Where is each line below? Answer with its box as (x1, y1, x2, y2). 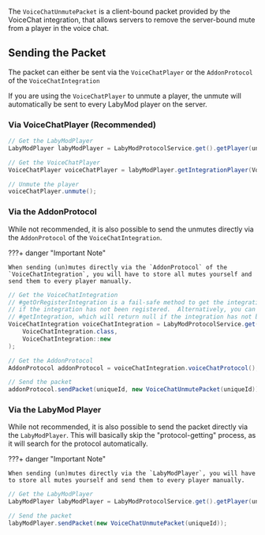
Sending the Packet (8, 47, 106, 60)
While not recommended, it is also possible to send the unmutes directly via (8, 224, 254, 234)
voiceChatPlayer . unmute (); (8, 187, 97, 196)
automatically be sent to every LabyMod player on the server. (8, 99, 207, 109)
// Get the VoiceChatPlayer (8, 158, 101, 167)
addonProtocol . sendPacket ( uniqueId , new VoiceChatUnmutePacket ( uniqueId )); (8, 386, 263, 394)
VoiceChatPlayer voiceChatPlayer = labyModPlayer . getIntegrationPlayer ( (8, 166, 252, 174)
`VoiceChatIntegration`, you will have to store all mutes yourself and (8, 270, 252, 278)
